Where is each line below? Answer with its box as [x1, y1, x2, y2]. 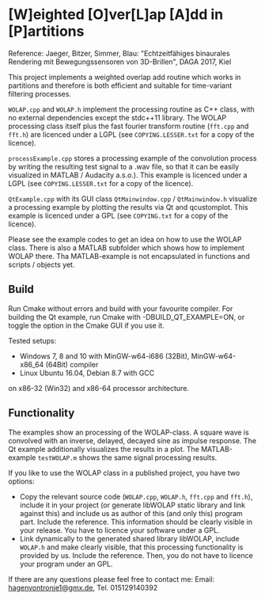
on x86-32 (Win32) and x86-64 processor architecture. [8, 383, 190, 393]
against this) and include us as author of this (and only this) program [19, 508, 243, 518]
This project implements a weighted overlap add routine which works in [8, 72, 241, 82]
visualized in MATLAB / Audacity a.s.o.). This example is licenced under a [8, 170, 248, 180]
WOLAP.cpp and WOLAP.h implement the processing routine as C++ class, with [8, 104, 255, 114]
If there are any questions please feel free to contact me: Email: [8, 574, 215, 583]
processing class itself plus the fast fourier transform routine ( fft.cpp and [8, 121, 249, 131]
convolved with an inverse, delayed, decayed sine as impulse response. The [8, 435, 257, 445]
